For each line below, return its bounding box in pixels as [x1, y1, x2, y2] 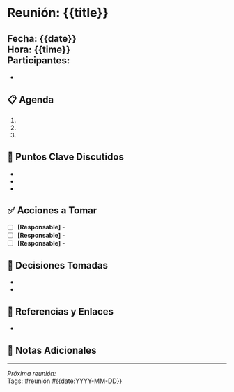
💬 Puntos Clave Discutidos [7, 151, 124, 163]
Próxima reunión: [7, 370, 56, 378]
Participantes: [7, 54, 70, 66]
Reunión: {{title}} [7, 5, 109, 21]
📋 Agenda [7, 94, 54, 106]
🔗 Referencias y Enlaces [7, 306, 114, 317]
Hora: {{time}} [7, 43, 71, 55]
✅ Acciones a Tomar [7, 204, 97, 217]
